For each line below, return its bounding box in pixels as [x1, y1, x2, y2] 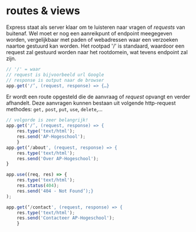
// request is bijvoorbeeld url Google [6, 72, 104, 78]
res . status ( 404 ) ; [17, 183, 60, 189]
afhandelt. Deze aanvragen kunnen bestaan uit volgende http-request [6, 100, 176, 107]
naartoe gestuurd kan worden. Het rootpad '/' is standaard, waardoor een [6, 42, 185, 49]
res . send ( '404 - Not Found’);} [17, 188, 94, 194]
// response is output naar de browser [6, 77, 104, 83]
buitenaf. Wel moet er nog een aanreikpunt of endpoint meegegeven [6, 29, 172, 37]
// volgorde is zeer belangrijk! [6, 117, 89, 123]
